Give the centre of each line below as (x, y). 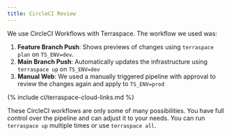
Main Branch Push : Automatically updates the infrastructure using (112, 61)
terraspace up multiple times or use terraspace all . (82, 125)
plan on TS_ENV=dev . (46, 54)
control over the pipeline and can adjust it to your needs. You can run (106, 118)
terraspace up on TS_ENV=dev (59, 69)
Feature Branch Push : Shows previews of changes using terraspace (115, 46)
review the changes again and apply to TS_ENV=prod (91, 83)
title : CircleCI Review (42, 14)
